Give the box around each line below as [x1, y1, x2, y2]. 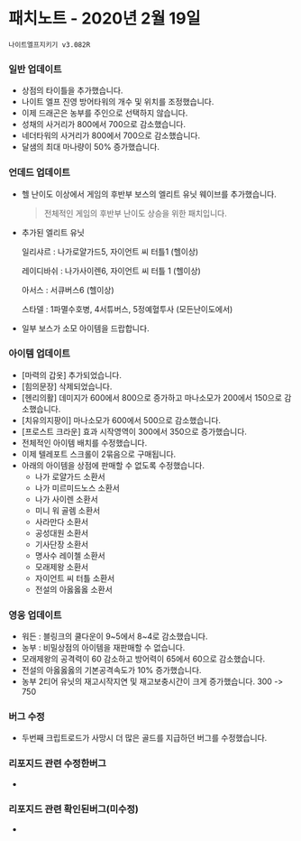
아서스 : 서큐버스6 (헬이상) [21, 284, 114, 295]
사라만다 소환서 [34, 516, 89, 527]
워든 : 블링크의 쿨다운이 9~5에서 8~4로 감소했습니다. [21, 631, 208, 642]
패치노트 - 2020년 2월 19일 [8, 8, 201, 29]
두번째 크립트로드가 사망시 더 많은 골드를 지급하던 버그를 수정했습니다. [21, 733, 268, 744]
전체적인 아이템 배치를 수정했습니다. [21, 437, 148, 448]
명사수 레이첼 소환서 [34, 550, 105, 560]
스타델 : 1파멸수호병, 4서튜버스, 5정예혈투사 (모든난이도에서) [21, 303, 233, 314]
